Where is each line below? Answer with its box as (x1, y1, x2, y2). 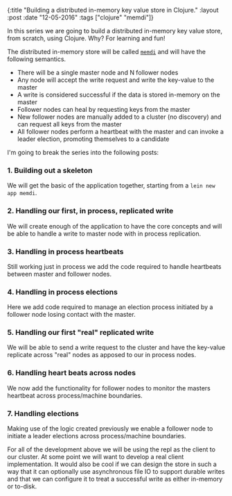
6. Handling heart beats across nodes (7, 368, 136, 378)
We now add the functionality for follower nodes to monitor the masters (7, 383, 211, 392)
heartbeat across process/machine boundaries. (7, 391, 143, 399)
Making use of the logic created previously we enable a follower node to (7, 424, 213, 433)
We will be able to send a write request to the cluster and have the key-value (7, 343, 226, 352)
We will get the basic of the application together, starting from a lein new (7, 181, 216, 190)
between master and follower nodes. (7, 270, 112, 278)
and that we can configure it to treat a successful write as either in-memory (7, 475, 223, 483)
